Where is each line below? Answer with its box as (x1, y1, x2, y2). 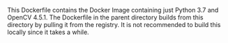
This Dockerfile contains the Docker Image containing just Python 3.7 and (7, 6, 219, 14)
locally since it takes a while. (7, 28, 89, 36)
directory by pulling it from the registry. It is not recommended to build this (7, 21, 221, 28)
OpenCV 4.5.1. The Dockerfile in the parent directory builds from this (7, 13, 204, 21)
